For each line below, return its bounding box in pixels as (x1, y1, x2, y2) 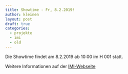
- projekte (9, 30, 32, 35)
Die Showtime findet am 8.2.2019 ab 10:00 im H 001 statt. (5, 53, 123, 59)
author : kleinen (5, 12, 39, 17)
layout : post (5, 16, 32, 21)
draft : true (5, 21, 30, 26)
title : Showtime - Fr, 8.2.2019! (5, 7, 75, 12)
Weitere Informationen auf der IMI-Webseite (5, 63, 96, 69)
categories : (5, 26, 30, 31)
